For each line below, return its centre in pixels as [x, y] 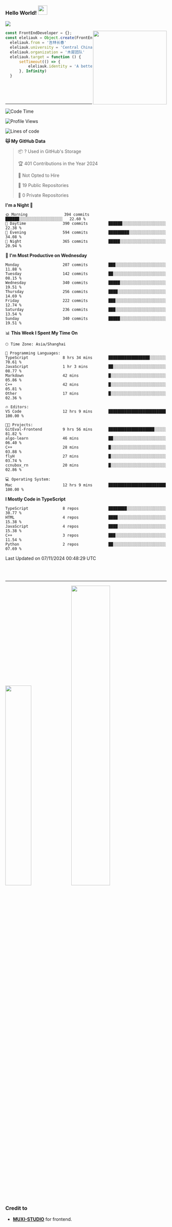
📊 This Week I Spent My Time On [41, 333]
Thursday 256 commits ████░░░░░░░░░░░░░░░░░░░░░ [86, 292]
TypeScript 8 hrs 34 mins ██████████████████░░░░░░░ [86, 358]
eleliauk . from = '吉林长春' [38, 43]
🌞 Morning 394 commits [47, 215]
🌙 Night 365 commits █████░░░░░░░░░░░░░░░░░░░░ [86, 242]
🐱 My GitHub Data [26, 141]
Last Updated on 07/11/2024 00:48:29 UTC [51, 558]
